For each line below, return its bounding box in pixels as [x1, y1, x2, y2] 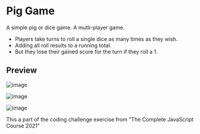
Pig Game [6, 4, 55, 18]
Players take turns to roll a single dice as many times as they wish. [14, 35, 178, 42]
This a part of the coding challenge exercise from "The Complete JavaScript [6, 116, 194, 123]
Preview [6, 66, 38, 76]
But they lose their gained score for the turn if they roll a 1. [14, 48, 158, 55]
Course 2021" [6, 122, 40, 129]
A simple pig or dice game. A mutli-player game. [6, 24, 125, 31]
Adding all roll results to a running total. [14, 42, 112, 49]
